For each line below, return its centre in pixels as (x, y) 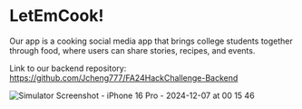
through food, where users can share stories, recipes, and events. (132, 50)
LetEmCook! (57, 16)
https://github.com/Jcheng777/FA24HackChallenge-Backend (124, 77)
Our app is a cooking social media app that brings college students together (151, 41)
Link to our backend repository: (68, 68)
